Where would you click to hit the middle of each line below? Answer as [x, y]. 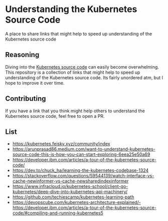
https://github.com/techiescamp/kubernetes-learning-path [73, 197]
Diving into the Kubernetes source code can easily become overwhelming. [82, 67]
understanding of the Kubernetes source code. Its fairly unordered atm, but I [84, 77]
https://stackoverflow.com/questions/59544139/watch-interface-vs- [83, 176]
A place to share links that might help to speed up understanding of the [79, 34]
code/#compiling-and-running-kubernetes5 [58, 213]
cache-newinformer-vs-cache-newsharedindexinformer [70, 181]
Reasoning [22, 55]
